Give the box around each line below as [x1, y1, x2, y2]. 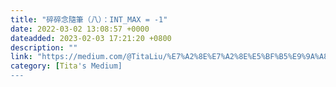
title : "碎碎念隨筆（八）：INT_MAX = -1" [10, 14, 168, 25]
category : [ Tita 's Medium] [10, 61, 123, 71]
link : [10, 52, 33, 62]
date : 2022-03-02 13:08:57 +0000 [10, 24, 150, 34]
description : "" [10, 42, 78, 53]
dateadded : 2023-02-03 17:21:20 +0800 [10, 33, 172, 43]
